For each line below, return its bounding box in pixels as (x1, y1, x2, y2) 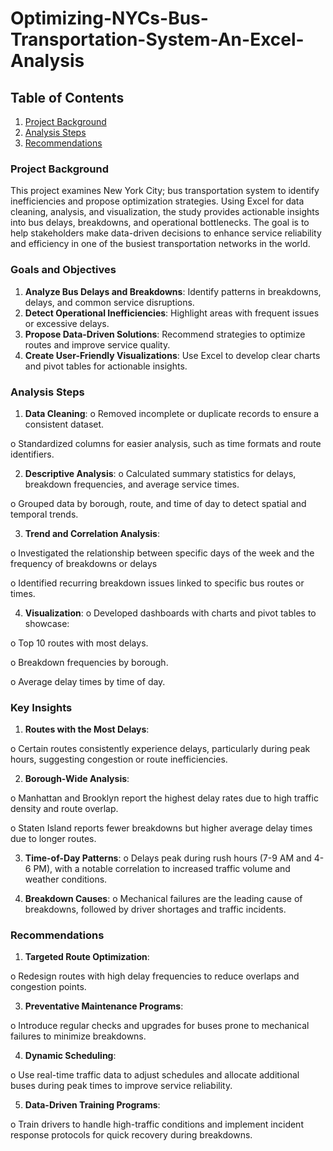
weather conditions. (24, 873, 108, 886)
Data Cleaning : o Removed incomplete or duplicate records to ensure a (24, 407, 320, 419)
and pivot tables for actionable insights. (24, 360, 188, 372)
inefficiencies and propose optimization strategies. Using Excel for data (10, 195, 305, 207)
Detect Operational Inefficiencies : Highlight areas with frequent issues (24, 307, 320, 319)
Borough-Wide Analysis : (24, 773, 130, 785)
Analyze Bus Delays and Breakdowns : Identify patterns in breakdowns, (24, 285, 322, 297)
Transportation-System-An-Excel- (10, 28, 305, 51)
